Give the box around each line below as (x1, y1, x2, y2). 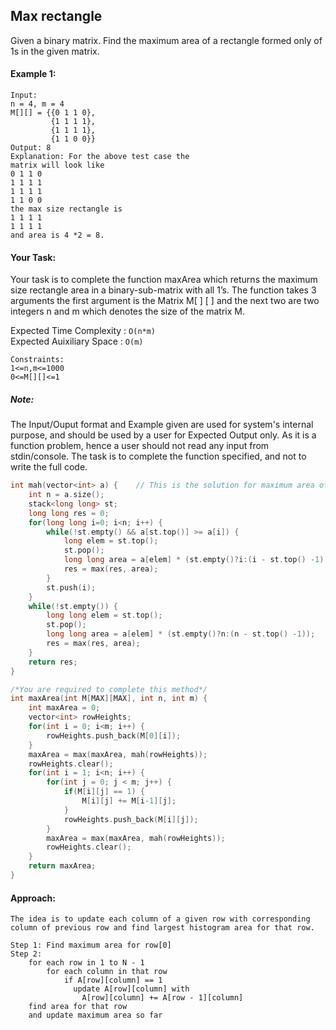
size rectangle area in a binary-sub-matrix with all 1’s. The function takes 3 (10, 284, 317, 296)
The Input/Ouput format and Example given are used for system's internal (10, 419, 314, 431)
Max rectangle (10, 8, 103, 25)
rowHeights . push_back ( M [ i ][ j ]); (63, 814, 199, 824)
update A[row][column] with (73, 984, 190, 994)
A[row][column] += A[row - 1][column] (81, 993, 244, 1003)
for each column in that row (46, 967, 168, 977)
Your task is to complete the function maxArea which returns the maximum (10, 274, 318, 286)
